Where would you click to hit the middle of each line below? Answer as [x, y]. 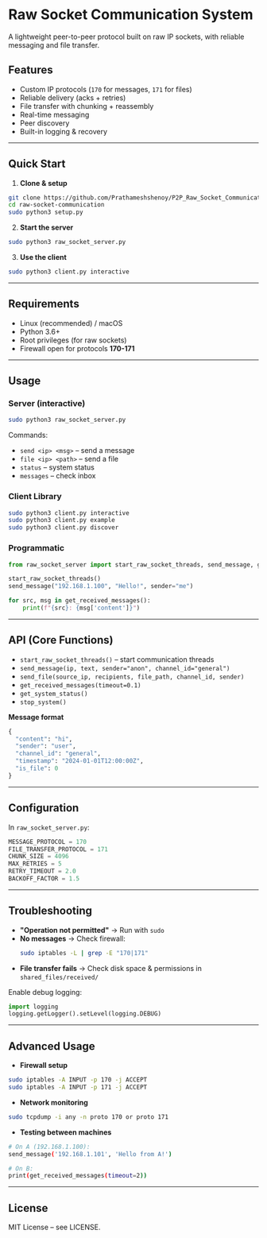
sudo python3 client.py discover [64, 528]
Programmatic [37, 548]
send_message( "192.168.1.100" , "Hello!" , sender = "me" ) [101, 586]
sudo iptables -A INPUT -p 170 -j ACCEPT [78, 1080]
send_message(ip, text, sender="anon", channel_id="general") [125, 668]
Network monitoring [54, 1102]
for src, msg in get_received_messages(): [79, 601]
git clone [25, 197]
